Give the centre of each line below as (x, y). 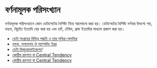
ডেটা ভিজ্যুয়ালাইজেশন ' (28, 49)
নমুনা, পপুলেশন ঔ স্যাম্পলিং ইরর (34, 44)
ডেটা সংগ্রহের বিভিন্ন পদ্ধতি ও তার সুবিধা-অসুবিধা (45, 39)
